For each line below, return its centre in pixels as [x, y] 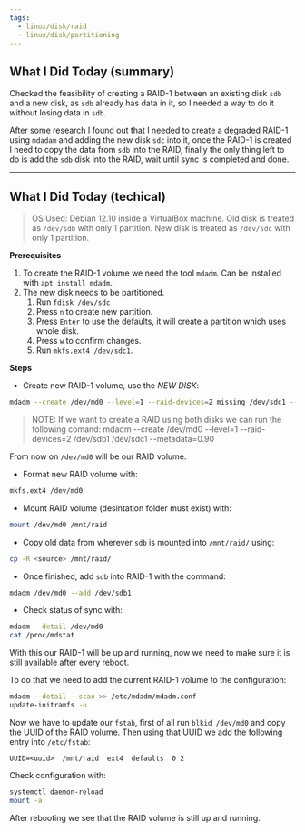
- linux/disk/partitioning [69, 35]
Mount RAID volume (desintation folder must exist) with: [127, 508]
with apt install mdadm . [68, 282]
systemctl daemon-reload [56, 792]
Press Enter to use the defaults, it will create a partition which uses [161, 321]
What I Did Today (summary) [92, 71]
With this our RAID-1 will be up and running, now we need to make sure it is [150, 653]
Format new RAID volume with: [80, 474]
